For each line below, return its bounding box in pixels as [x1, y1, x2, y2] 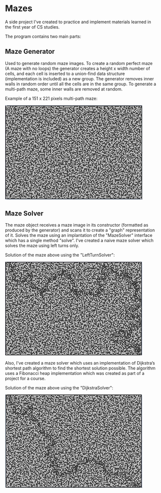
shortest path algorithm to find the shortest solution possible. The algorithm [5, 365, 156, 371]
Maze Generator [5, 47, 55, 56]
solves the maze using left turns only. [5, 243, 80, 248]
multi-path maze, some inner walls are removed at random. [5, 86, 123, 92]
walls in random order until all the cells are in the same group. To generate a [5, 81, 156, 87]
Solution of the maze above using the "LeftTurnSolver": [5, 252, 115, 258]
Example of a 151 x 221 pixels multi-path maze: [5, 95, 98, 101]
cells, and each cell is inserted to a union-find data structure [5, 71, 125, 77]
